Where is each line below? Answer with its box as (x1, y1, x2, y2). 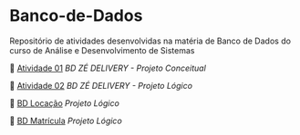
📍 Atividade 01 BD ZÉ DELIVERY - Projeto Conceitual (9, 63, 207, 73)
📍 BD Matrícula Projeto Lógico (9, 115, 123, 126)
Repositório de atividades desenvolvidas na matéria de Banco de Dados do (9, 35, 292, 46)
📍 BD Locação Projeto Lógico (9, 97, 120, 109)
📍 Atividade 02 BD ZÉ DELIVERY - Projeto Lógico (9, 80, 193, 91)
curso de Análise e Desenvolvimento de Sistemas (9, 44, 195, 55)
